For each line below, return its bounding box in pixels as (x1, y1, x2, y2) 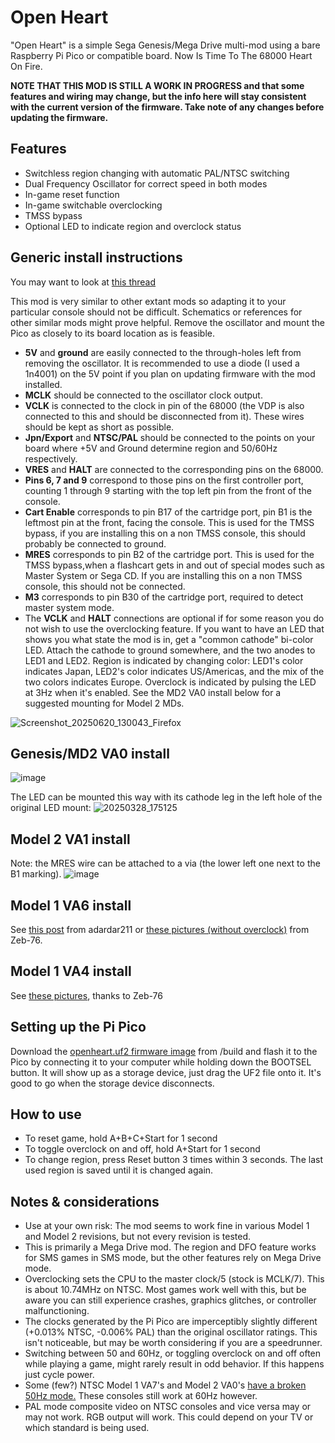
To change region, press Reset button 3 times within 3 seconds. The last (24, 1154, 323, 1166)
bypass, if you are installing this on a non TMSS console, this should (24, 527, 306, 539)
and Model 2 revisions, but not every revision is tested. (24, 1231, 251, 1243)
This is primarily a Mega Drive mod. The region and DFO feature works (24, 1241, 317, 1253)
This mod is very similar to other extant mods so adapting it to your (10, 295, 287, 307)
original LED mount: (10, 802, 92, 814)
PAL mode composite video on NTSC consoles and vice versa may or (24, 1401, 312, 1413)
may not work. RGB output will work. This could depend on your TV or (24, 1411, 314, 1423)
